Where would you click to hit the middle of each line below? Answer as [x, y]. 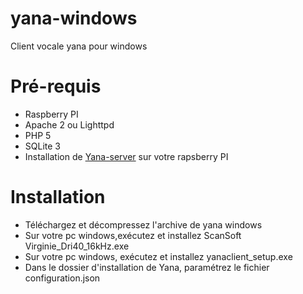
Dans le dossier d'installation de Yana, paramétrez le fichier [147, 267]
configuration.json [62, 278]
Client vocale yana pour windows [79, 46]
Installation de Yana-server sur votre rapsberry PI [126, 156]
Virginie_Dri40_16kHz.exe [77, 246]
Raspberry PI [51, 114]
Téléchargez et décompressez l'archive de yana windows [143, 224]
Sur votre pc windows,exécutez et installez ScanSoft [133, 235]
